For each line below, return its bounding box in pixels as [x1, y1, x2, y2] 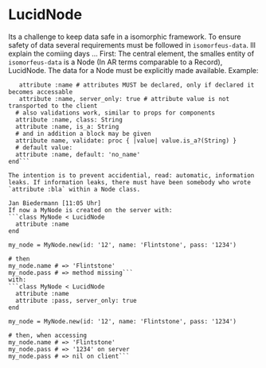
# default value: [15, 143, 73, 152]
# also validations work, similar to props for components [15, 109, 216, 117]
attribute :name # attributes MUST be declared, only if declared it [18, 81, 255, 89]
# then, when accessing [8, 331, 88, 339]
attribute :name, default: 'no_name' [15, 150, 141, 158]
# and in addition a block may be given [15, 130, 151, 138]
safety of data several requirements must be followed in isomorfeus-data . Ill [8, 40, 256, 49]
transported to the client [8, 102, 98, 110]
